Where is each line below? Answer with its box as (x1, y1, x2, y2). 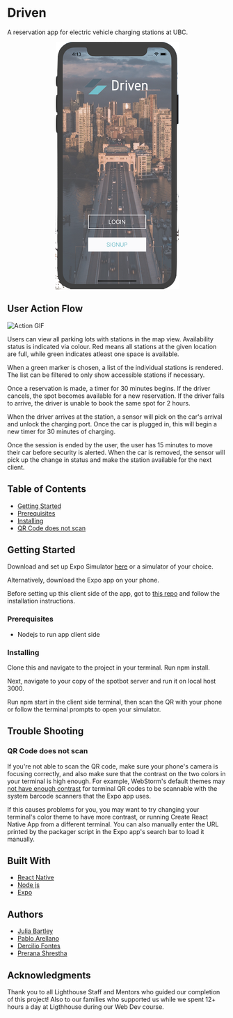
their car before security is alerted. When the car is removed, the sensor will (7, 448, 225, 456)
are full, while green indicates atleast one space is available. (7, 350, 179, 358)
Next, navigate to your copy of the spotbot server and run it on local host (7, 677, 216, 685)
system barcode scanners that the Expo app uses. (7, 792, 152, 800)
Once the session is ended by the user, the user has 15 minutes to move (7, 440, 214, 449)
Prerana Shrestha (17, 949, 67, 957)
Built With (7, 855, 51, 867)
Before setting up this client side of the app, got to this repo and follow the (7, 589, 220, 598)
